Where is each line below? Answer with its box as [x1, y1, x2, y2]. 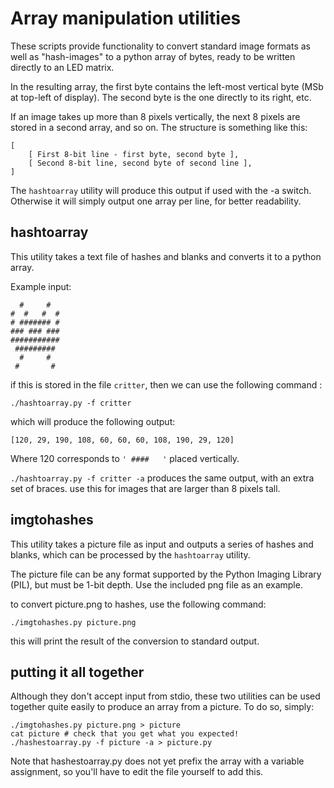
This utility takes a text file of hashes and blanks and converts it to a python [10, 250, 322, 262]
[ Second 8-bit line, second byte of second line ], [28, 158, 253, 168]
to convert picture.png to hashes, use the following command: [10, 598, 267, 610]
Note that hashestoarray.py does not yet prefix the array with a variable [10, 755, 305, 767]
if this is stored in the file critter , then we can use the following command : [10, 378, 323, 391]
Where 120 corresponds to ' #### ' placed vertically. [10, 452, 240, 464]
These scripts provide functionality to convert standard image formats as [10, 40, 311, 52]
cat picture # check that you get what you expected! [10, 729, 240, 739]
